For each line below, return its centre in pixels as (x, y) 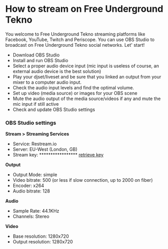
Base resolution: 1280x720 (41, 236)
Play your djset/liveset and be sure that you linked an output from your (87, 76)
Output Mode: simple (35, 175)
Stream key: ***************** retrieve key (58, 155)
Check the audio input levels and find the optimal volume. (73, 87)
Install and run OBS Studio (40, 60)
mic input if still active (36, 104)
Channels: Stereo (31, 217)
